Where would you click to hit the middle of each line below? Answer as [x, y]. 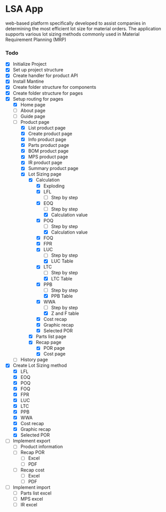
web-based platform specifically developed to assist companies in [76, 23]
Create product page [50, 134]
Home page [33, 105]
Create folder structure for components [54, 87]
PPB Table [62, 296]
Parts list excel [36, 493]
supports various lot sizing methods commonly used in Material [72, 34]
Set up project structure [38, 70]
